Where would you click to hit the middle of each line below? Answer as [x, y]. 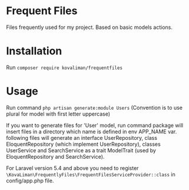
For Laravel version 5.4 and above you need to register [72, 168]
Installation [34, 51]
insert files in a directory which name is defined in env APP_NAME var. [92, 132]
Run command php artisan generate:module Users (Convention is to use [94, 107]
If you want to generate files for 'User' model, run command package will [95, 125]
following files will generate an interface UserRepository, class [82, 137]
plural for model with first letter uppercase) [58, 114]
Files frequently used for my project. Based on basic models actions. [89, 27]
